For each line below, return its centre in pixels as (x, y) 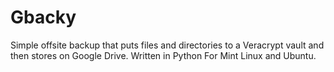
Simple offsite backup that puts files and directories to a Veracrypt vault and (167, 45)
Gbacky (43, 17)
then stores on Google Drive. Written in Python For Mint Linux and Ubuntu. (163, 55)
